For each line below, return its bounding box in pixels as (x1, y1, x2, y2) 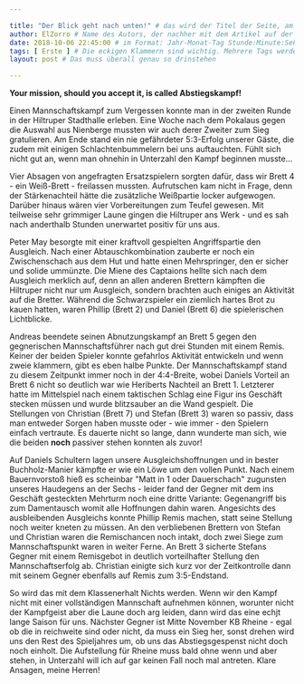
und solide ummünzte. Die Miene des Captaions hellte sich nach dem (9, 265, 268, 276)
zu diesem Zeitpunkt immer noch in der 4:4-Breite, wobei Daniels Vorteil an (9, 370, 290, 381)
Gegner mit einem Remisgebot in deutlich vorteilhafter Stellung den (9, 551, 260, 562)
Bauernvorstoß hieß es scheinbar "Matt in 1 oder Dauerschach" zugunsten (9, 474, 287, 485)
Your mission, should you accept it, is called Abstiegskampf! (9, 88, 242, 99)
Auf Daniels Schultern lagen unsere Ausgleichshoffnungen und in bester (9, 455, 279, 466)
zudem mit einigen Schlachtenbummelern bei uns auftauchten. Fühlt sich (9, 144, 281, 155)
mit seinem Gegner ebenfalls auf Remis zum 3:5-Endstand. (9, 570, 229, 581)
